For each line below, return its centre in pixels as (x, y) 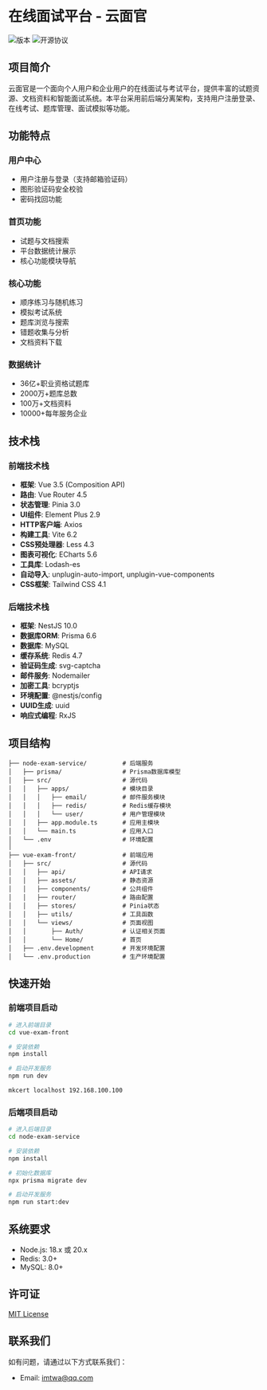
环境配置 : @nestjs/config (61, 695)
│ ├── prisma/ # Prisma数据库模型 (94, 772)
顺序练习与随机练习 (51, 302)
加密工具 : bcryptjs (49, 686)
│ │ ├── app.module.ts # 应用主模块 (84, 823)
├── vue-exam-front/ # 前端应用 (81, 855)
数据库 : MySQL (44, 646)
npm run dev (28, 1076)
